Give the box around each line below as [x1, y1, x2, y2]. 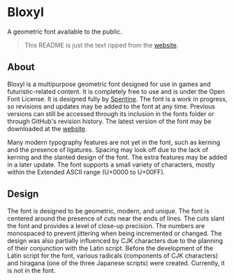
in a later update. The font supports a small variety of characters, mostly [7, 160, 215, 169]
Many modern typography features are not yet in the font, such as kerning [7, 138, 221, 146]
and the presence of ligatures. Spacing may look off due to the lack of [7, 145, 208, 154]
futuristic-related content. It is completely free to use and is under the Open [7, 87, 225, 95]
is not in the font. [7, 266, 56, 274]
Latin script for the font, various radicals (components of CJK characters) [7, 251, 219, 260]
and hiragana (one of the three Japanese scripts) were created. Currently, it [7, 258, 225, 267]
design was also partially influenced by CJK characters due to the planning [7, 236, 224, 245]
